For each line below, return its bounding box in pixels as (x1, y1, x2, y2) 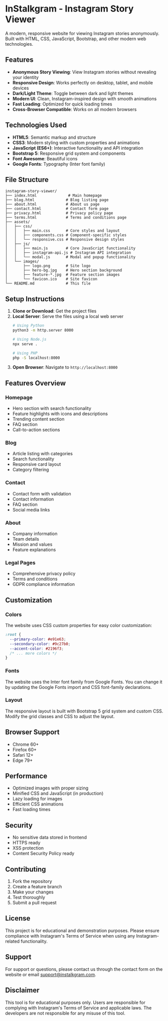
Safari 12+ (12, 752, 34, 758)
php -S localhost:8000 (12, 355, 60, 360)
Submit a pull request (12, 900, 57, 906)
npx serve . (12, 341, 38, 347)
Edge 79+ (12, 757, 33, 763)
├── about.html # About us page (5, 202, 100, 207)
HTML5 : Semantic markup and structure (12, 134, 96, 140)
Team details (12, 536, 39, 542)
